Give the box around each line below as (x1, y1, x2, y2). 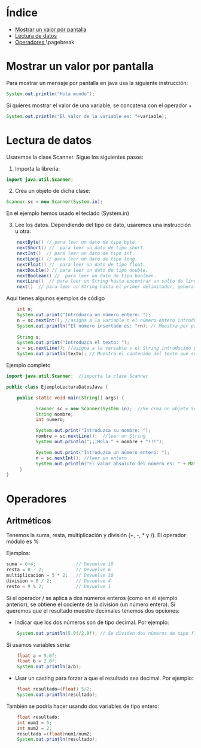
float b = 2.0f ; (17, 658, 58, 664)
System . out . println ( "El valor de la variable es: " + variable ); (6, 113, 167, 119)
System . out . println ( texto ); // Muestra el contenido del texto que (17, 351, 188, 357)
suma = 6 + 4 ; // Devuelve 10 (6, 561, 114, 567)
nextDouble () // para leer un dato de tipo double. (17, 267, 148, 273)
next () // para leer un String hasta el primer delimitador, (17, 284, 175, 290)
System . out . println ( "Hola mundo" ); (6, 90, 95, 97)
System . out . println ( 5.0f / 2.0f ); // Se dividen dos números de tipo (17, 630, 188, 636)
